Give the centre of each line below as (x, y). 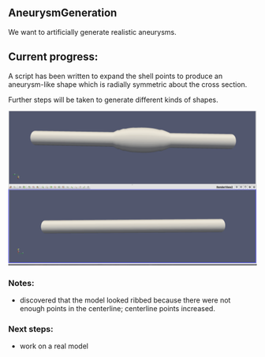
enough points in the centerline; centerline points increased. (117, 308)
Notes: (21, 283)
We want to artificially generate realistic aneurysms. (93, 32)
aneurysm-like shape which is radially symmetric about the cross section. (128, 84)
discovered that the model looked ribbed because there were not (125, 300)
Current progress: (53, 57)
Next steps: (31, 329)
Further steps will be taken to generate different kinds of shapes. (113, 100)
